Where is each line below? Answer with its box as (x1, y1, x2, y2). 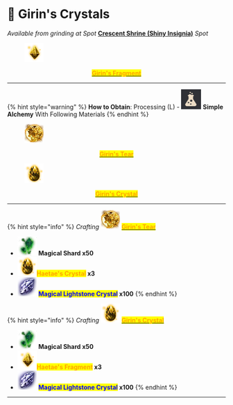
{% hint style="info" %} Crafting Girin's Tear (7, 222, 156, 231)
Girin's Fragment (92, 69, 141, 77)
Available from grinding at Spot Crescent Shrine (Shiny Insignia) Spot (7, 29, 209, 37)
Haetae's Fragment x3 (36, 363, 102, 371)
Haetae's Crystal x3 (36, 269, 96, 278)
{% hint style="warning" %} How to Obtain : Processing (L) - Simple (7, 102, 224, 111)
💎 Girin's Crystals (7, 6, 110, 22)
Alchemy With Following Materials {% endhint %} (7, 110, 149, 118)
